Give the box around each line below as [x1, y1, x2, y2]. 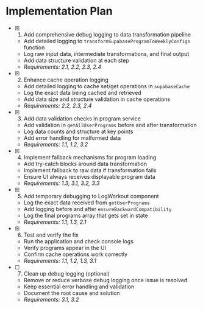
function [23, 44, 45, 51]
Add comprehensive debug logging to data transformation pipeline [23, 30, 191, 38]
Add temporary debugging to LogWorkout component [23, 192, 159, 200]
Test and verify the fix [23, 231, 79, 238]
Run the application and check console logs [23, 237, 134, 245]
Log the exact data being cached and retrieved [23, 89, 141, 96]
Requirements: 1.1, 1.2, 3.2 [23, 141, 88, 148]
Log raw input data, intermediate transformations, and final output [23, 50, 190, 57]
